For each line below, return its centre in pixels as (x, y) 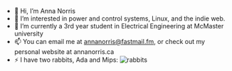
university (29, 33)
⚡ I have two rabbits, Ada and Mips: (66, 60)
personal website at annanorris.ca (64, 52)
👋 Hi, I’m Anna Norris (45, 11)
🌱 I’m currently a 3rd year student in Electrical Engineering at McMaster (119, 26)
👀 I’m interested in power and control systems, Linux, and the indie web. (120, 18)
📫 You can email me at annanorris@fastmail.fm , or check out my (109, 42)
